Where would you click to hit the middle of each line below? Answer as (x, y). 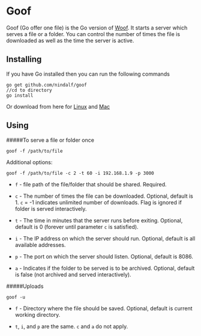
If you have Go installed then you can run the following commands (88, 74)
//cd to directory (29, 90)
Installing (24, 59)
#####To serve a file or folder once (50, 140)
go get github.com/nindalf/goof (46, 85)
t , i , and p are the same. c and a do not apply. (71, 326)
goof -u (16, 297)
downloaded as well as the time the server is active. (70, 40)
